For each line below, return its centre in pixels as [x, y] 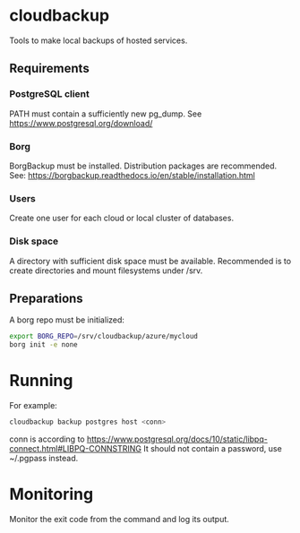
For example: [34, 406]
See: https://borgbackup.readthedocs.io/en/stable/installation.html [132, 175]
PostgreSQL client [49, 94]
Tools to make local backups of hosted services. [99, 40]
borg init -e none [43, 345]
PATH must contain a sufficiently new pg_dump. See [106, 114]
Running [41, 381]
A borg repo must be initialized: [67, 320]
